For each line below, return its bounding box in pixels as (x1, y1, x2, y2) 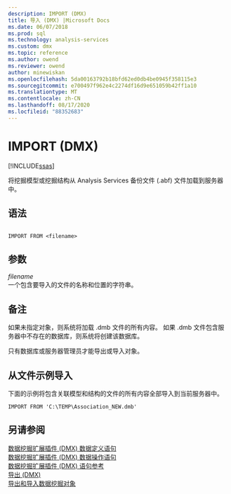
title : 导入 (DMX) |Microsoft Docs (8, 17, 110, 24)
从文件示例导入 (8, 369, 73, 381)
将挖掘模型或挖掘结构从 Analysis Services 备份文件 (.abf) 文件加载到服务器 (8, 176, 224, 185)
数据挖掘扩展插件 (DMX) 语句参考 (8, 461, 105, 470)
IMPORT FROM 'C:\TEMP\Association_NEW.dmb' (8, 403, 138, 410)
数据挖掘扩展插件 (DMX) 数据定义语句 (8, 443, 117, 453)
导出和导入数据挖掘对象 (8, 479, 76, 488)
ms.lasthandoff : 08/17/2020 (8, 102, 91, 109)
